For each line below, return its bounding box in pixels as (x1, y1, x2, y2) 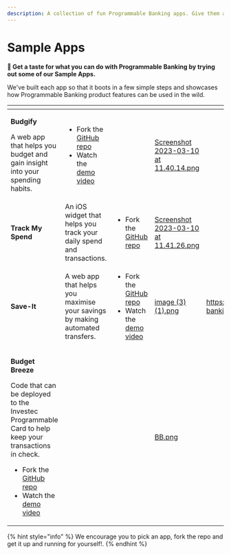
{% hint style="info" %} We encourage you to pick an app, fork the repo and (7, 532, 223, 541)
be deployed (10, 389, 52, 399)
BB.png (154, 432, 179, 442)
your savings (65, 305, 107, 315)
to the (10, 398, 30, 407)
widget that (65, 210, 102, 220)
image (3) (154, 297, 187, 307)
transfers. (65, 331, 96, 341)
